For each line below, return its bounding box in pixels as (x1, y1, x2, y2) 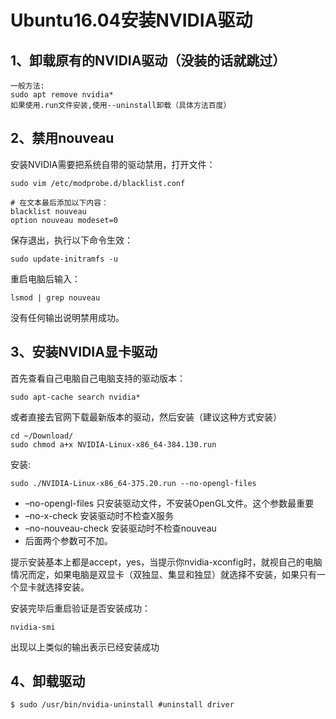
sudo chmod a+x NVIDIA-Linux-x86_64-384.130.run (10, 439, 217, 450)
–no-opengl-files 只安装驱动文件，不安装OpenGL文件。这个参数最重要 (24, 497, 315, 509)
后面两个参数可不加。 (24, 534, 113, 546)
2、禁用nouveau (10, 130, 115, 147)
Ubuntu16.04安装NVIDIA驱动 (10, 9, 253, 32)
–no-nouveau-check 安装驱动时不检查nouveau (24, 522, 217, 534)
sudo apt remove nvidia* (10, 90, 114, 100)
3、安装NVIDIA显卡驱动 (10, 344, 158, 361)
